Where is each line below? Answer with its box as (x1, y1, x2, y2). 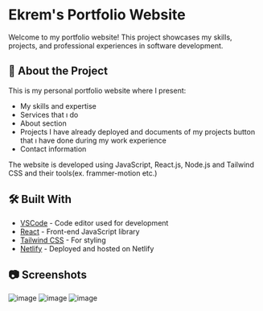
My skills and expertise (19, 101, 97, 110)
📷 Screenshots (8, 267, 87, 281)
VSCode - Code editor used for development (19, 218, 169, 227)
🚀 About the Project (8, 64, 109, 78)
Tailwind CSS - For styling (19, 235, 106, 245)
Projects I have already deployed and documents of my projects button (19, 126, 256, 136)
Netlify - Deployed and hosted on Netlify (19, 243, 154, 253)
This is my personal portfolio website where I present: (8, 85, 187, 95)
